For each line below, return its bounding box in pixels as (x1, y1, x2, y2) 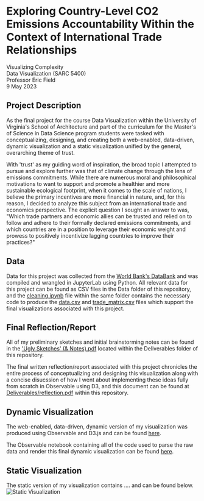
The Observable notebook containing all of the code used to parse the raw (6, 441, 194, 449)
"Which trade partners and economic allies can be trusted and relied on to (6, 212, 192, 220)
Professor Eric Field (6, 76, 56, 83)
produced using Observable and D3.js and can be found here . (6, 430, 161, 437)
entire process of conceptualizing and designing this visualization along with (6, 370, 199, 377)
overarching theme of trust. (6, 149, 75, 156)
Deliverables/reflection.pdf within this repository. (6, 389, 129, 397)
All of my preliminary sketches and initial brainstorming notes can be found (6, 338, 194, 346)
